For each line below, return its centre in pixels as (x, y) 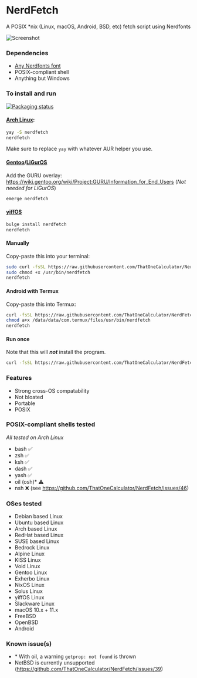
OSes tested (24, 504)
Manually (18, 243)
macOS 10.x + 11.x (36, 610)
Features (19, 378)
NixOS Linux (30, 585)
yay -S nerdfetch (27, 132)
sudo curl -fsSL (26, 267)
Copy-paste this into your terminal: (48, 256)
